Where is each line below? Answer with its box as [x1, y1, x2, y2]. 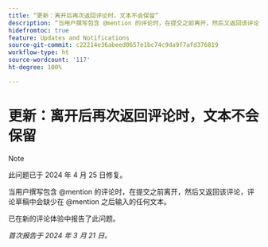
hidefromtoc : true [8, 26, 69, 34]
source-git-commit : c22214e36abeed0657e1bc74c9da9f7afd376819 [8, 41, 219, 49]
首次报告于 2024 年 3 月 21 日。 [8, 230, 112, 240]
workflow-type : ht [8, 48, 69, 56]
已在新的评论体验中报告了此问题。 [8, 214, 120, 223]
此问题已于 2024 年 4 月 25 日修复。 [8, 170, 127, 179]
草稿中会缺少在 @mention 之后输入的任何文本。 [14, 196, 171, 206]
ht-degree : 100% [8, 64, 62, 71]
